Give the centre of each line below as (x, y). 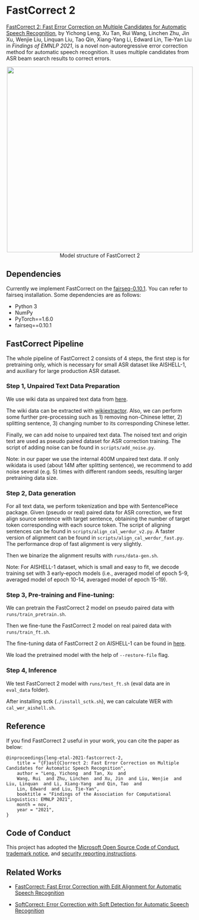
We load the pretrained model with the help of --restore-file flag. (88, 655)
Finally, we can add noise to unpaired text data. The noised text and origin (97, 435)
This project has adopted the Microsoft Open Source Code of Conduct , (93, 848)
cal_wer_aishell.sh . (31, 707)
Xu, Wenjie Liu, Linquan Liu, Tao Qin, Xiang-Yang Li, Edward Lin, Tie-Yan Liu (99, 39)
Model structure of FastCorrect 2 (100, 255)
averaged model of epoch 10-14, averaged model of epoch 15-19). (87, 580)
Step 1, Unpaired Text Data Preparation (63, 386)
